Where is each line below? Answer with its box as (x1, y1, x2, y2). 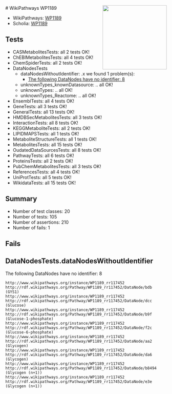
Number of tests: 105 (12, 213, 57, 220)
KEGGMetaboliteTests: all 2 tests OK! (12, 125, 91, 131)
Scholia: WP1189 (12, 21, 48, 26)
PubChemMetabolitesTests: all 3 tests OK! (12, 163, 101, 169)
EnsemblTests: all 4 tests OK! (12, 97, 75, 104)
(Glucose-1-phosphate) (5, 316, 54, 321)
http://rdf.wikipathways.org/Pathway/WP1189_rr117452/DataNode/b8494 (5, 365, 157, 371)
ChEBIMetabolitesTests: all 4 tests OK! (12, 54, 94, 61)
